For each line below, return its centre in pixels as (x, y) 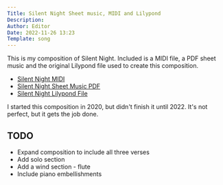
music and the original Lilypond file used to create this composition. (103, 66)
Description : (26, 20)
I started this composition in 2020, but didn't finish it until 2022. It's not (107, 107)
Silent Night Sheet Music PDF (59, 86)
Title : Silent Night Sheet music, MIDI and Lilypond (84, 13)
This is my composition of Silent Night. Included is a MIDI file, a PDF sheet (111, 58)
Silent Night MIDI (41, 79)
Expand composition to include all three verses (83, 152)
